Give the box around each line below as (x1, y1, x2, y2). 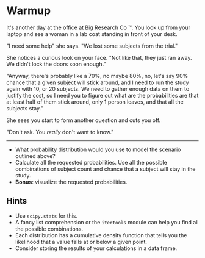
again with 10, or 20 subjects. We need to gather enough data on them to (6, 85, 190, 92)
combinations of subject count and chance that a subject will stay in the (15, 165, 196, 173)
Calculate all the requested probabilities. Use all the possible (15, 159, 168, 166)
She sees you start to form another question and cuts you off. (6, 116, 161, 124)
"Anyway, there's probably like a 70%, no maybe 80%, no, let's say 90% (6, 72, 189, 79)
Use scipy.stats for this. (15, 212, 78, 220)
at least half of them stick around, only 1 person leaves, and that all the (6, 98, 184, 106)
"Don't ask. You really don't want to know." (6, 128, 114, 135)
